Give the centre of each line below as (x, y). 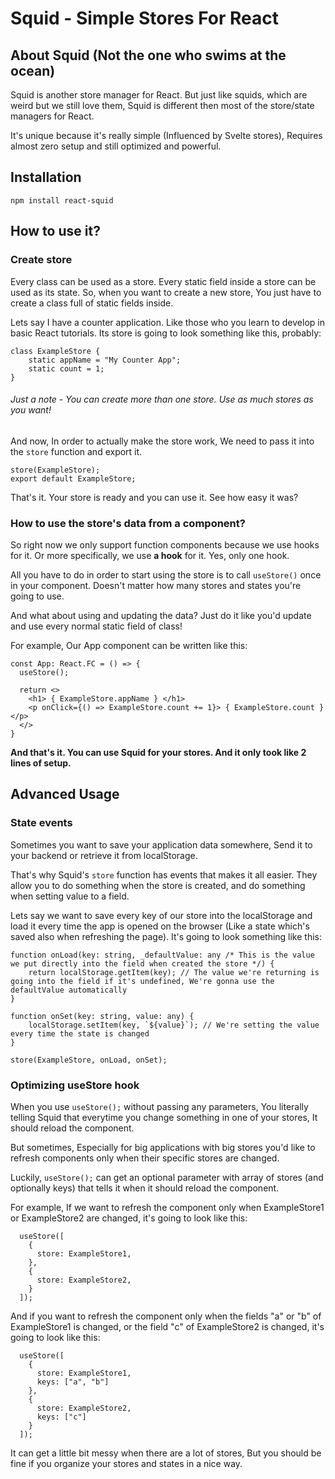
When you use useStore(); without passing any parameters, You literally (159, 1106)
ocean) (33, 70)
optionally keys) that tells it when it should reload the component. (145, 1188)
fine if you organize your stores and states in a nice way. (126, 1463)
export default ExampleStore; (73, 478)
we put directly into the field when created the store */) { (142, 963)
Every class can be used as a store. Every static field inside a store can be (163, 281)
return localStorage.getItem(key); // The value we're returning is (174, 972)
